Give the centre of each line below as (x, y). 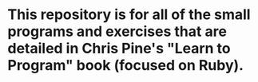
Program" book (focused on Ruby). (126, 66)
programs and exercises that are (117, 31)
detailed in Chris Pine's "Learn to (119, 49)
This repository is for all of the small (129, 15)
